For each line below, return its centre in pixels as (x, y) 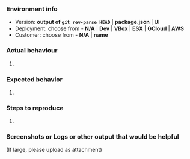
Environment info (32, 9)
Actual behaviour (32, 51)
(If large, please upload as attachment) (54, 150)
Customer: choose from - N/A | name (61, 35)
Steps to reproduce (35, 108)
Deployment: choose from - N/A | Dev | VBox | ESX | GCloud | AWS (100, 28)
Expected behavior (35, 79)
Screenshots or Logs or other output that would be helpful (93, 137)
